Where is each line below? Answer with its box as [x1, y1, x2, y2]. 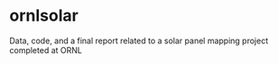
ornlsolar [9, 5, 79, 26]
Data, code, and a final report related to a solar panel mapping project [9, 35, 269, 46]
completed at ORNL [9, 44, 83, 55]
